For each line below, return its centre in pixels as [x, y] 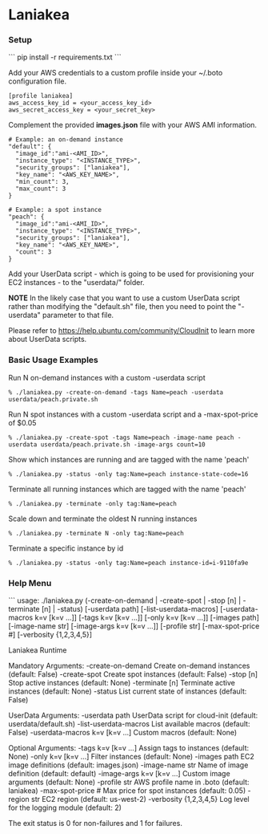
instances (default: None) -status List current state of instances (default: [128, 691]
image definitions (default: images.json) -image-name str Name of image [128, 765]
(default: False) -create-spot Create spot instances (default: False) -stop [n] [133, 674]
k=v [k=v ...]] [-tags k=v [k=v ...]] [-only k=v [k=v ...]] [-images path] [147, 618]
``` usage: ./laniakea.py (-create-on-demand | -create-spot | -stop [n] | [125, 600]
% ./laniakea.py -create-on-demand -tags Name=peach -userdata [116, 392]
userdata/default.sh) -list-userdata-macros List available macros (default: [129, 724]
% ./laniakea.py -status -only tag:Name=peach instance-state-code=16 [128, 474]
